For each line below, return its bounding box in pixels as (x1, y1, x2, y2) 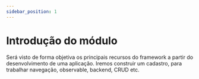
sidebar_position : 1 (6, 8, 58, 15)
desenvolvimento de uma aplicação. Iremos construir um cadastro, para (6, 60, 182, 67)
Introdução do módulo (6, 34, 118, 47)
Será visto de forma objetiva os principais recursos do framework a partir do (6, 54, 194, 61)
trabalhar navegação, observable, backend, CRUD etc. (6, 66, 140, 73)
